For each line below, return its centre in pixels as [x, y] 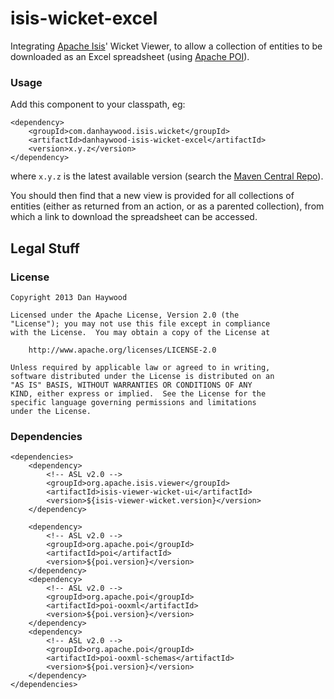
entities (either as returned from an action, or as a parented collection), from [167, 206]
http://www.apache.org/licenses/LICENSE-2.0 [122, 350]
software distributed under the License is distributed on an [142, 376]
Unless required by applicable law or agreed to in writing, [140, 367]
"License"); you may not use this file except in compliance [140, 323]
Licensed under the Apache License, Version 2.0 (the [125, 315]
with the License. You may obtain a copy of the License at [140, 332]
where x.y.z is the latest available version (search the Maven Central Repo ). [167, 176]
